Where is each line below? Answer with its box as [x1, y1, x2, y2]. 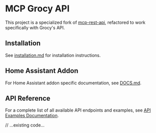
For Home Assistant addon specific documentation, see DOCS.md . [5, 80, 142, 86]
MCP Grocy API [5, 3, 70, 14]
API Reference [5, 94, 51, 102]
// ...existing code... [5, 122, 45, 128]
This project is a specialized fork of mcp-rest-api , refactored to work [5, 19, 146, 25]
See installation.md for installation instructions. [5, 52, 101, 58]
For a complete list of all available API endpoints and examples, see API [5, 107, 151, 113]
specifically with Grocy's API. [5, 24, 65, 30]
